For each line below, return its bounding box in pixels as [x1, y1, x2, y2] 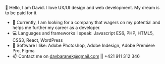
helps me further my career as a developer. [12, 25, 101, 31]
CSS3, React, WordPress [12, 37, 63, 43]
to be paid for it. [5, 10, 38, 16]
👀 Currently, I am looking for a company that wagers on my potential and [12, 20, 161, 25]
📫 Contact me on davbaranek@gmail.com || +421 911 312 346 [12, 53, 140, 59]
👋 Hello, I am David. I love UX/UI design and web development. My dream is [5, 5, 160, 10]
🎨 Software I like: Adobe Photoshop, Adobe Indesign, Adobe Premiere [12, 42, 155, 48]
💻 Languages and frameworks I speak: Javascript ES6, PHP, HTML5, [12, 30, 154, 36]
